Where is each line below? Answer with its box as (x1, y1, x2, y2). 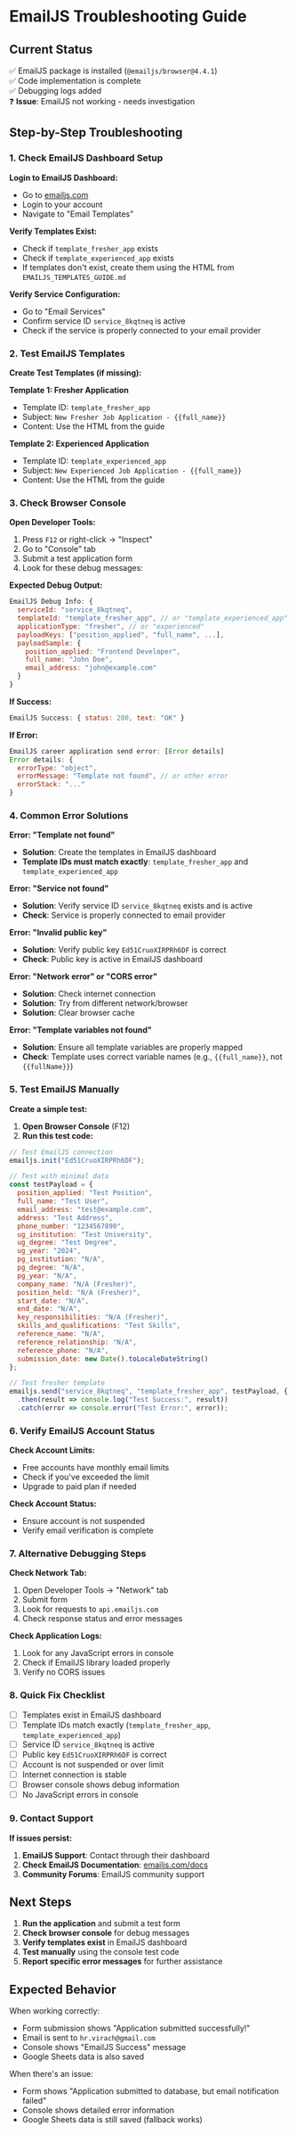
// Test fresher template (9, 1379, 105, 1388)
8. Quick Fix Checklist (9, 1689, 106, 1701)
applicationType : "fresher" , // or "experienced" (17, 622, 204, 630)
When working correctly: (9, 2006, 100, 2016)
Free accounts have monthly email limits (21, 1462, 170, 1473)
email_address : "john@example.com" (25, 663, 157, 672)
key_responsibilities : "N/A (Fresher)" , (17, 1313, 169, 1322)
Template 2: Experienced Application (9, 438, 149, 449)
